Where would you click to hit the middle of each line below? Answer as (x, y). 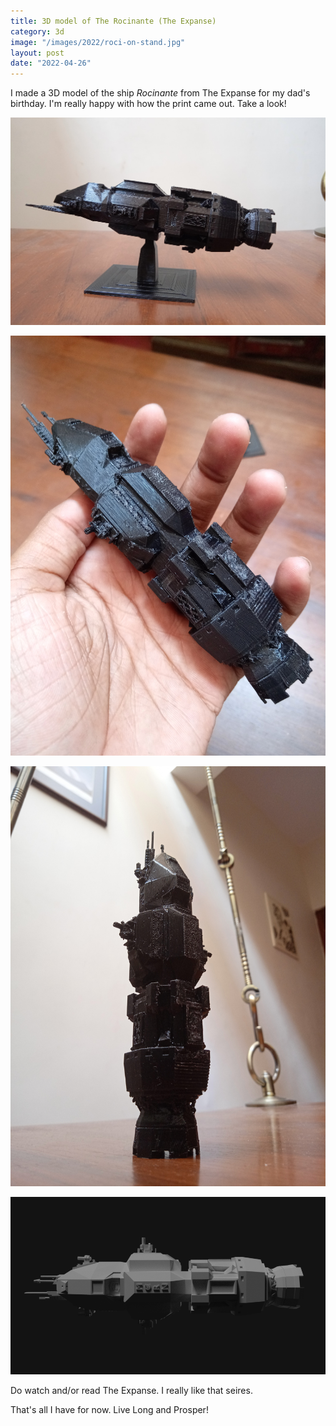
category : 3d (37, 31)
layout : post (37, 53)
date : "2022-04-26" (51, 63)
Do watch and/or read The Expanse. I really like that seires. (131, 1390)
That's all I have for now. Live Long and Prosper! (109, 1409)
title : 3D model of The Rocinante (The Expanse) (113, 21)
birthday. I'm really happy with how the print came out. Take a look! (148, 104)
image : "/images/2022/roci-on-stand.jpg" (98, 42)
